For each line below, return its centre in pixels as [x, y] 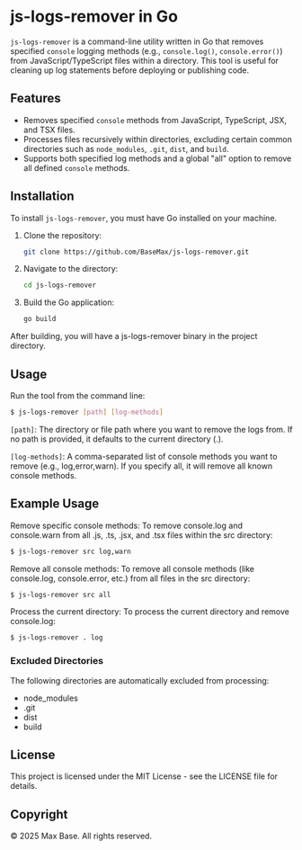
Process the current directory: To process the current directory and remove [150, 612]
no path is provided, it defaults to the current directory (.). [117, 439]
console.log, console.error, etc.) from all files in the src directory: [130, 578]
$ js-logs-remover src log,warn [71, 551]
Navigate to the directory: [71, 269]
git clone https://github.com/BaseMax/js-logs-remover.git [136, 252]
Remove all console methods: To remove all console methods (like [133, 568]
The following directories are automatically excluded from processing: [140, 680]
